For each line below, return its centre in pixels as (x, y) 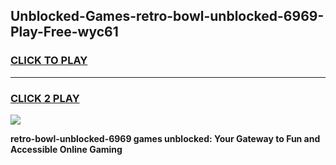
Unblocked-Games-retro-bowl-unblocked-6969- (167, 16)
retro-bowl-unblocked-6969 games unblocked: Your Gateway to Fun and (165, 138)
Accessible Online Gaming (66, 149)
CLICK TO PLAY (49, 61)
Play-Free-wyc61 (64, 32)
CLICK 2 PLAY (45, 98)
